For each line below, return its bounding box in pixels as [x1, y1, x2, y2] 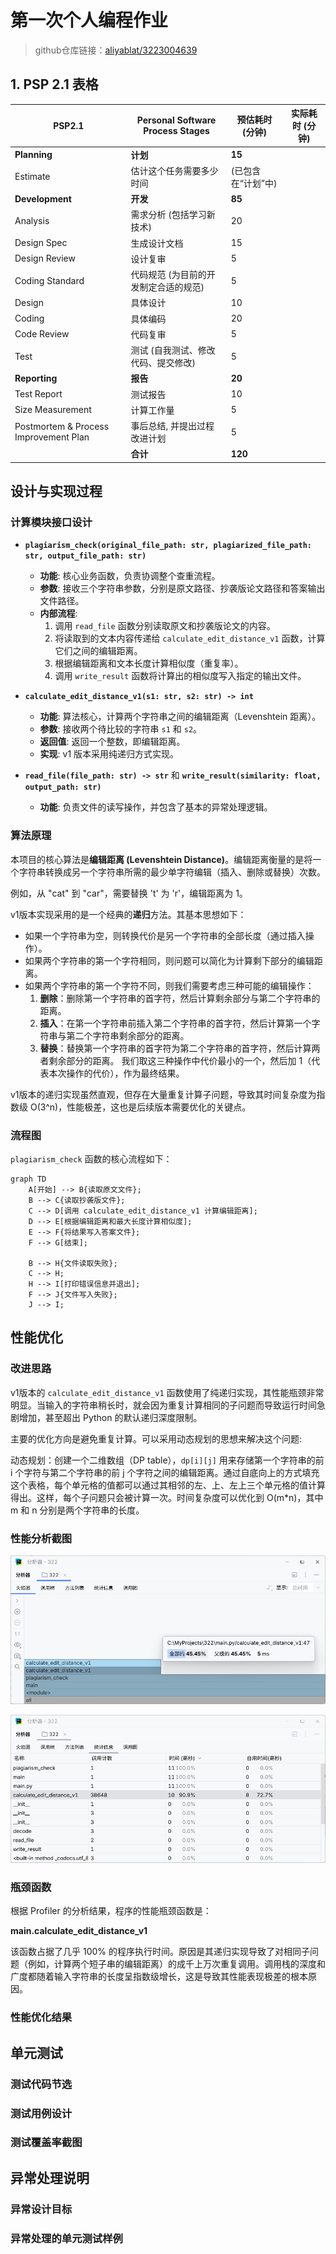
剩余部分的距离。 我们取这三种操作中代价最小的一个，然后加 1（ [48, 1054, 312, 1066]
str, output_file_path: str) [24, 551, 147, 561]
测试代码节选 [10, 2077, 73, 2091]
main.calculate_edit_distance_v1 [10, 1925, 148, 1937]
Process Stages [143, 125, 210, 137]
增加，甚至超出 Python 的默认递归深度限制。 [18, 1411, 203, 1423]
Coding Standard [14, 274, 85, 286]
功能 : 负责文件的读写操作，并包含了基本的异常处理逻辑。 [39, 801, 273, 813]
